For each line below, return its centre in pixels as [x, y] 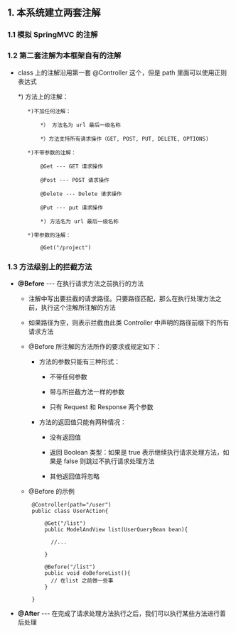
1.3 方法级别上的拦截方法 [50, 266]
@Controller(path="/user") [71, 504]
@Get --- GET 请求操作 [71, 166]
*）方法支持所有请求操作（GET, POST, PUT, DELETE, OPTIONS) [124, 139]
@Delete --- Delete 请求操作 [81, 194]
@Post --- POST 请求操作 [75, 180]
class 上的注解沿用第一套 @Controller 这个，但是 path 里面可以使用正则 [122, 72]
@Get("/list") [65, 523]
